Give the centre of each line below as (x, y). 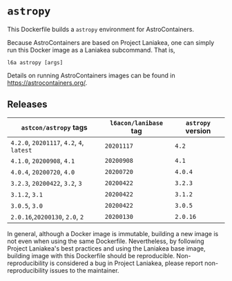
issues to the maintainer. (84, 270)
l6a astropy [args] (35, 62)
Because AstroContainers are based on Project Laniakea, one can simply (111, 42)
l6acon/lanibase (137, 123)
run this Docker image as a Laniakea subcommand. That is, (91, 50)
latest (21, 150)
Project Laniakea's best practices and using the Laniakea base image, (106, 248)
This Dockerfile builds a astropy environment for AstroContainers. (101, 29)
